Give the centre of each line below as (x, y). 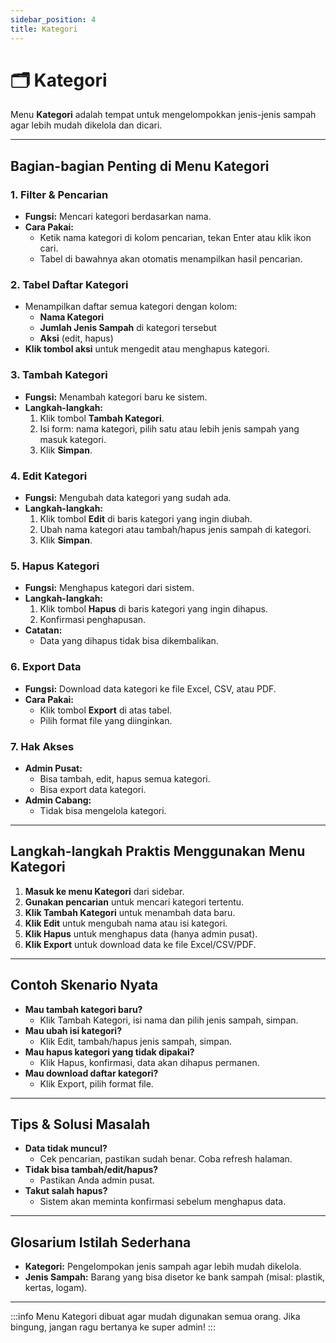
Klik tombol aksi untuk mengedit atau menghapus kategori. (147, 349)
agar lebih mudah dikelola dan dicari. (86, 125)
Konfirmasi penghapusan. (93, 620)
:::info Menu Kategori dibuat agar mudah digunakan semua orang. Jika (155, 1317)
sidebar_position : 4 (53, 19)
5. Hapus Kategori (55, 566)
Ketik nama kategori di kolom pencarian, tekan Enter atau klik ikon (175, 238)
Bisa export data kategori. (93, 789)
